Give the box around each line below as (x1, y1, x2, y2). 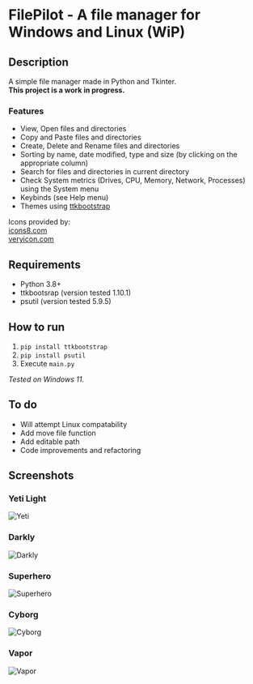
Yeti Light (8, 493, 47, 504)
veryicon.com (8, 234, 54, 244)
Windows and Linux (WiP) (8, 23, 186, 41)
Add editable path (19, 436, 80, 447)
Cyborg (8, 609, 39, 620)
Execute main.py (19, 358, 75, 368)
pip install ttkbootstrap (19, 343, 108, 351)
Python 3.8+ (19, 280, 62, 289)
